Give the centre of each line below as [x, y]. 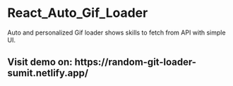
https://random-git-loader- [135, 62]
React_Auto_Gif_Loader [78, 13]
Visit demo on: [40, 62]
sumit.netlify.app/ [48, 73]
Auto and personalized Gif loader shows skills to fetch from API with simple [116, 32]
